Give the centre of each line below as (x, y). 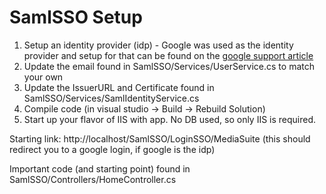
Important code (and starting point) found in (100, 168)
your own (43, 77)
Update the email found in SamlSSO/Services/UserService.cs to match (169, 66)
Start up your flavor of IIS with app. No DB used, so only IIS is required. (170, 119)
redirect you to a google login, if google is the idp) (112, 149)
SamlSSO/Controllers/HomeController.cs (93, 179)
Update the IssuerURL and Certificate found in (119, 87)
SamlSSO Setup (76, 17)
